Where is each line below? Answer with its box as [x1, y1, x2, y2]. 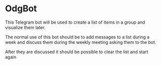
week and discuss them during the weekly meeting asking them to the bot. [5, 39, 157, 45]
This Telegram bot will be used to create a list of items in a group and [5, 19, 145, 25]
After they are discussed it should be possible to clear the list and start [5, 49, 149, 55]
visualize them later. [5, 24, 46, 30]
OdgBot [5, 3, 37, 14]
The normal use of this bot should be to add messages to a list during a [5, 34, 150, 40]
